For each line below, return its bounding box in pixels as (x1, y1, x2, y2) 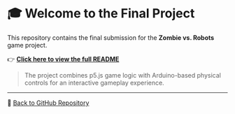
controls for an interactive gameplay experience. (24, 78, 164, 87)
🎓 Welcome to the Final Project (7, 6, 195, 22)
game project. (7, 41, 48, 49)
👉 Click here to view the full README (7, 55, 120, 63)
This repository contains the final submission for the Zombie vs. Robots (7, 33, 215, 42)
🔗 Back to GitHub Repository (7, 99, 90, 107)
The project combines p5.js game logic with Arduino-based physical (24, 71, 222, 79)
